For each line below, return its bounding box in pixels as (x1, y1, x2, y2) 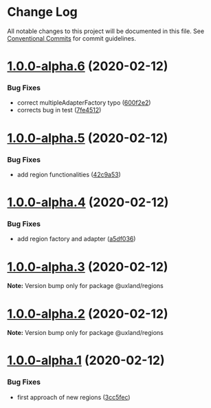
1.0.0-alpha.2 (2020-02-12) (7, 306, 168, 321)
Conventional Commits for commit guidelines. (7, 34, 136, 42)
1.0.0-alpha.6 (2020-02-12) (7, 59, 168, 74)
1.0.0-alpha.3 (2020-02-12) (7, 259, 168, 274)
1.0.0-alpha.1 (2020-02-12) (7, 353, 165, 369)
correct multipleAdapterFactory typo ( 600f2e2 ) (16, 99, 151, 107)
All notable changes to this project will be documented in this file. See (7, 27, 205, 35)
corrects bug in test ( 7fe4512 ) (16, 106, 102, 114)
